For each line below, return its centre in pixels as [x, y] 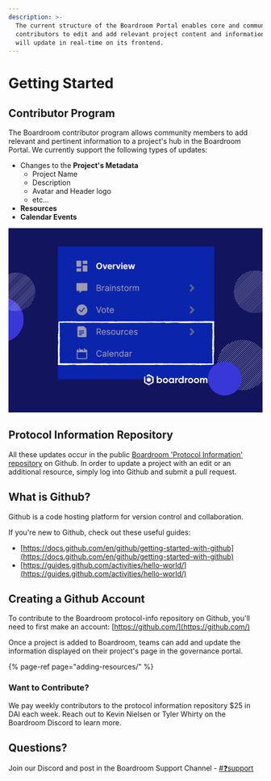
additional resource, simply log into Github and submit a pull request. [123, 472]
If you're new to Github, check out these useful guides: [100, 532]
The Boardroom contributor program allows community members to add [128, 132]
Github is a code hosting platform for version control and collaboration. [126, 516]
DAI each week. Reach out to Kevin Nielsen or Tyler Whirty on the [117, 714]
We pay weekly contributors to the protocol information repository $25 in [129, 705]
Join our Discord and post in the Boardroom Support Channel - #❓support [131, 768]
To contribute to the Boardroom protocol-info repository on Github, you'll [129, 619]
